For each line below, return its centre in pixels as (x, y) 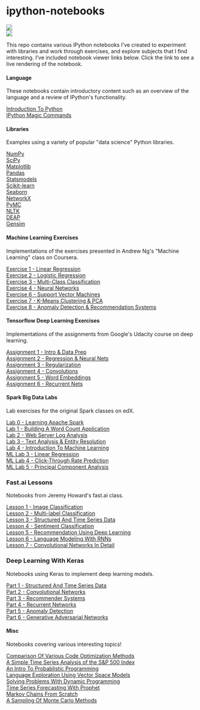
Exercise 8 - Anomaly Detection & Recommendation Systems (81, 307)
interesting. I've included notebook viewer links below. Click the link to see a (100, 57)
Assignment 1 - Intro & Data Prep (46, 352)
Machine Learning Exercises (43, 237)
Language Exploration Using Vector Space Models (68, 675)
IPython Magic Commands (39, 116)
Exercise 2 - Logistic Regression (46, 275)
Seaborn (17, 192)
